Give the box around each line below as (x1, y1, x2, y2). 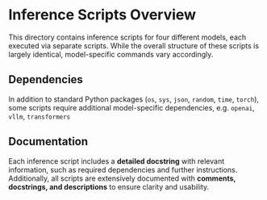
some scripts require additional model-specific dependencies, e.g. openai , (8, 102, 256, 112)
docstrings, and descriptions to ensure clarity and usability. (8, 181, 210, 191)
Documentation (8, 135, 89, 148)
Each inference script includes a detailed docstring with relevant (8, 156, 224, 166)
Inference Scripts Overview (8, 6, 196, 24)
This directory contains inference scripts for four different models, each (8, 32, 247, 42)
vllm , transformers (8, 111, 71, 121)
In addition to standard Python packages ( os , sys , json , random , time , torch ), (8, 94, 260, 104)
